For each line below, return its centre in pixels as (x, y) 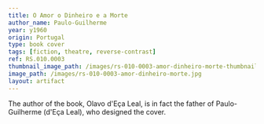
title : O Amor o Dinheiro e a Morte (68, 15)
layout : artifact (37, 81)
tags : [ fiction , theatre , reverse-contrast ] (82, 52)
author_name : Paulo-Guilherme (58, 23)
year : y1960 (27, 30)
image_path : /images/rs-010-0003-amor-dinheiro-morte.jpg (105, 74)
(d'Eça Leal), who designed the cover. (104, 111)
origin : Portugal (37, 37)
